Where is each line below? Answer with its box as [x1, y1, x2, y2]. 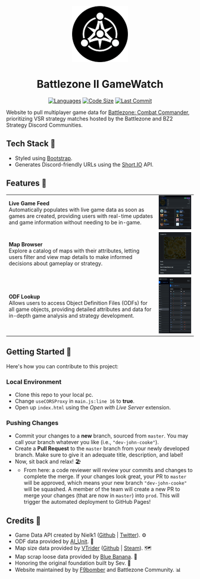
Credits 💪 [6, 516, 42, 526]
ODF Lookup [8, 292, 40, 300]
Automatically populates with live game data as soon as [8, 206, 145, 214]
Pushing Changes [6, 418, 59, 427]
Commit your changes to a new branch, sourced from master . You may [14, 432, 189, 439]
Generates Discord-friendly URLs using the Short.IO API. [14, 161, 154, 168]
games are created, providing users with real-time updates [8, 212, 154, 220]
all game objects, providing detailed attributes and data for [8, 306, 152, 313]
